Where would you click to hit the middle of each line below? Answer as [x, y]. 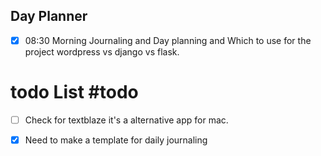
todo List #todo [74, 92]
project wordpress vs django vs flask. [102, 51]
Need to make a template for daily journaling [116, 140]
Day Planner [49, 16]
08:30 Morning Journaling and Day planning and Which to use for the [168, 40]
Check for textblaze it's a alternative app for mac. [126, 120]
